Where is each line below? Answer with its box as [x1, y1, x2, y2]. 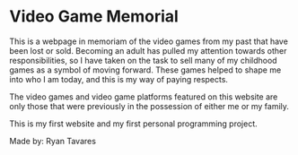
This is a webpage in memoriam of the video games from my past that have [9, 36, 289, 47]
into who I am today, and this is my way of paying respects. [9, 73, 229, 84]
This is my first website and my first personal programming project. [9, 118, 258, 129]
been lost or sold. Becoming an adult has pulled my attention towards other [9, 45, 287, 56]
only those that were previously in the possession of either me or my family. [9, 100, 290, 111]
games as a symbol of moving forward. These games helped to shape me [9, 65, 282, 75]
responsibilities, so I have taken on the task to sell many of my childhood [9, 55, 277, 65]
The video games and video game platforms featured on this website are [9, 91, 278, 102]
